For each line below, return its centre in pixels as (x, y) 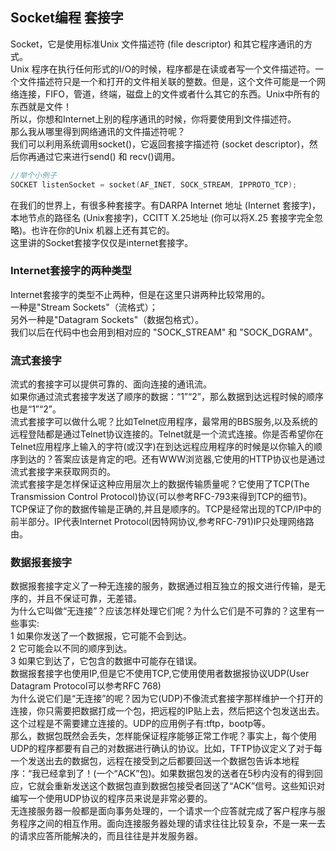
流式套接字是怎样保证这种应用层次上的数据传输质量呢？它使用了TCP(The (160, 484)
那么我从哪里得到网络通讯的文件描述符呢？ (98, 131)
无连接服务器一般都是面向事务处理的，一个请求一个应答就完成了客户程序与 (163, 811)
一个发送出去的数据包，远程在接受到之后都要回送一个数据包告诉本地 (150, 761)
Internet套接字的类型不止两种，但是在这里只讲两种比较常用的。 (140, 294)
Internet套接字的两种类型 (71, 271)
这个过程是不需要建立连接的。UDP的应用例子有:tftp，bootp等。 (141, 724)
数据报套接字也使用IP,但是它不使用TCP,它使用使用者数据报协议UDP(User (160, 674)
